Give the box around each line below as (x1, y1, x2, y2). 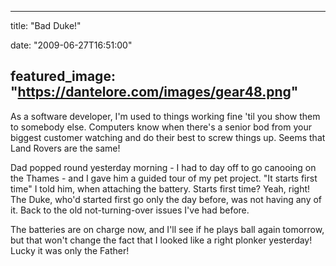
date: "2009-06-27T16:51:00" (10, 39, 133, 51)
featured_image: (10, 68, 116, 85)
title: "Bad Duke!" (10, 20, 82, 31)
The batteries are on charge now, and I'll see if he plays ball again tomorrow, (10, 223, 325, 235)
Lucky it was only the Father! (10, 244, 130, 256)
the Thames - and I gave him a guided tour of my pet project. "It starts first (10, 172, 318, 184)
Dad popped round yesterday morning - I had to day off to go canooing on (10, 161, 317, 173)
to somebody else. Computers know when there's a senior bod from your (10, 121, 312, 133)
